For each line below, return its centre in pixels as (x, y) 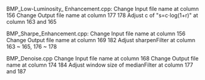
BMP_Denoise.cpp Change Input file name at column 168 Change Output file (102, 58)
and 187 (16, 71)
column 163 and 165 (32, 22)
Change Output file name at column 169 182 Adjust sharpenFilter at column (101, 40)
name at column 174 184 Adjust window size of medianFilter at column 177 (100, 65)
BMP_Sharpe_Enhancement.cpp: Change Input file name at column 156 (96, 34)
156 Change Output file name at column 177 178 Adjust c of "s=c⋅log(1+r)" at (102, 15)
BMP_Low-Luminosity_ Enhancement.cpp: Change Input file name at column (102, 9)
